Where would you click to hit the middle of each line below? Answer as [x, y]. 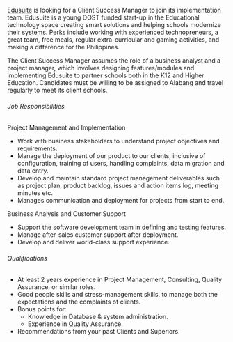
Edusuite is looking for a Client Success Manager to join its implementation [114, 10]
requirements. [37, 148]
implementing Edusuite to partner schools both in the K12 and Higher [106, 75]
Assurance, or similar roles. [56, 287]
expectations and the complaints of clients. [79, 302]
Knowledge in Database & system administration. [98, 317]
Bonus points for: [42, 309]
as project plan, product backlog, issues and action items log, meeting [118, 186]
